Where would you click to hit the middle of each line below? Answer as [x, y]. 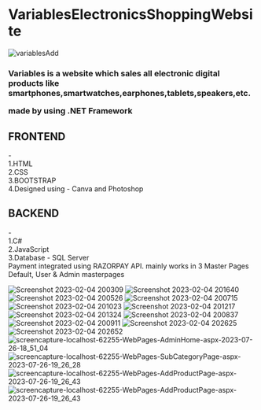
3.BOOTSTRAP [32, 181]
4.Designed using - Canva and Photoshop [76, 189]
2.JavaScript [29, 249]
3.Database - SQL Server [49, 257]
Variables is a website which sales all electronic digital [114, 73]
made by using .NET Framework [70, 111]
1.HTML [20, 164]
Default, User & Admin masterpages [66, 274]
